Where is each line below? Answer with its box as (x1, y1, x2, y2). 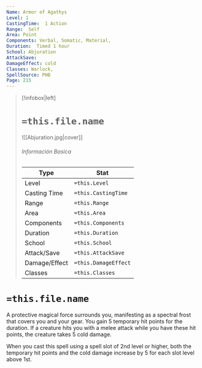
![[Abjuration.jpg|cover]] (21, 134, 83, 141)
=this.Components (74, 220, 125, 227)
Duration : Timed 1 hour (6, 44, 70, 50)
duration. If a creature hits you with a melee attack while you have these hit (6, 324, 196, 332)
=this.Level (74, 180, 109, 187)
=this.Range (74, 200, 109, 207)
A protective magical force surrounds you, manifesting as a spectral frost (6, 311, 192, 319)
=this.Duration (74, 229, 118, 237)
